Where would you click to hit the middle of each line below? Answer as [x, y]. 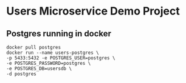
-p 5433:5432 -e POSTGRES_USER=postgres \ [61, 58]
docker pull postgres [34, 47]
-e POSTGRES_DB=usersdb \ [39, 68]
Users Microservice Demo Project [93, 11]
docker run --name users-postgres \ [53, 53]
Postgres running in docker [59, 34]
